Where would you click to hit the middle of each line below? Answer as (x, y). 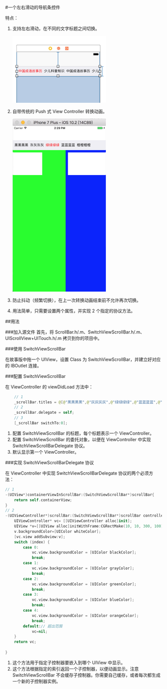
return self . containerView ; (43, 500)
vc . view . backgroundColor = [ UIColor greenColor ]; (84, 584)
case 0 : (31, 547)
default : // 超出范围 (43, 626)
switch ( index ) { (32, 542)
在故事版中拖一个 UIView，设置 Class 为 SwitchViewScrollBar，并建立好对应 (83, 359)
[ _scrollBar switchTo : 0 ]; (41, 423)
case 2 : (31, 579)
